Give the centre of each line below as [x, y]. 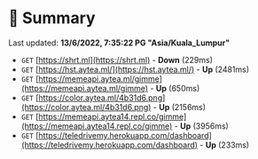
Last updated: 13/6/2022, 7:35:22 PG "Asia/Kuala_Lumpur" [119, 43]
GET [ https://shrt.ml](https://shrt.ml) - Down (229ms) [117, 60]
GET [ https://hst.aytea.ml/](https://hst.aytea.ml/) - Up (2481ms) [135, 69]
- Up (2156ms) [179, 107]
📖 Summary [52, 18]
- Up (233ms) [225, 145]
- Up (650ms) [175, 88]
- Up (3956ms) [202, 126]
